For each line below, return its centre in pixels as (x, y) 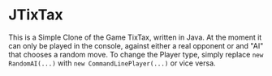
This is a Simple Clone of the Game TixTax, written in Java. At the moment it (135, 37)
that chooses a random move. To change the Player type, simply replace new (136, 54)
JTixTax (36, 15)
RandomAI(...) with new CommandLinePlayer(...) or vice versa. (112, 63)
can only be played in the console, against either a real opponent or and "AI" (136, 45)
